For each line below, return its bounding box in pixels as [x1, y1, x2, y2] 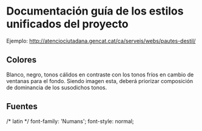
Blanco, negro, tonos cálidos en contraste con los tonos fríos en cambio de [6, 71, 194, 78]
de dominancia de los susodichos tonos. [6, 84, 107, 91]
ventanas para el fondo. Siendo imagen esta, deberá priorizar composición [6, 77, 194, 84]
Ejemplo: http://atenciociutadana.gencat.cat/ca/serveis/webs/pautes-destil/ [6, 37, 196, 44]
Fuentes [6, 101, 38, 112]
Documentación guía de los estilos [6, 4, 184, 18]
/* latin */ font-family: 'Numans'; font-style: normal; [6, 117, 135, 125]
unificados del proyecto [6, 17, 129, 31]
